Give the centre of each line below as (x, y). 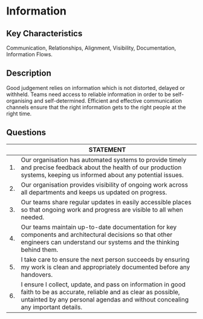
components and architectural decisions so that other (97, 234)
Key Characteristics (44, 34)
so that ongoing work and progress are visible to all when (102, 210)
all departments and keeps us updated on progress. (94, 192)
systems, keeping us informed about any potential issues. (102, 175)
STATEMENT (107, 149)
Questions (26, 133)
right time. (19, 114)
